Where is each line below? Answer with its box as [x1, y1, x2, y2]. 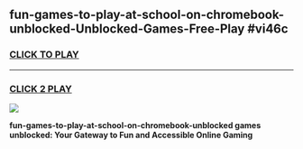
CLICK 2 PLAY [9, 82, 72, 95]
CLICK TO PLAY [9, 49, 79, 61]
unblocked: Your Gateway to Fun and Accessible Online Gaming [9, 129, 253, 140]
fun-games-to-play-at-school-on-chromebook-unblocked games [9, 119, 262, 130]
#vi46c [247, 22, 289, 37]
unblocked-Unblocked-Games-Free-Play [9, 22, 245, 37]
